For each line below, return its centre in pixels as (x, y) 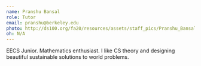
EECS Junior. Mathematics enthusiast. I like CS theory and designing (91, 51)
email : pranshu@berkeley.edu (42, 23)
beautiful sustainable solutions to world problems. (68, 57)
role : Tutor (21, 17)
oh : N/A (16, 34)
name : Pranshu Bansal (33, 12)
